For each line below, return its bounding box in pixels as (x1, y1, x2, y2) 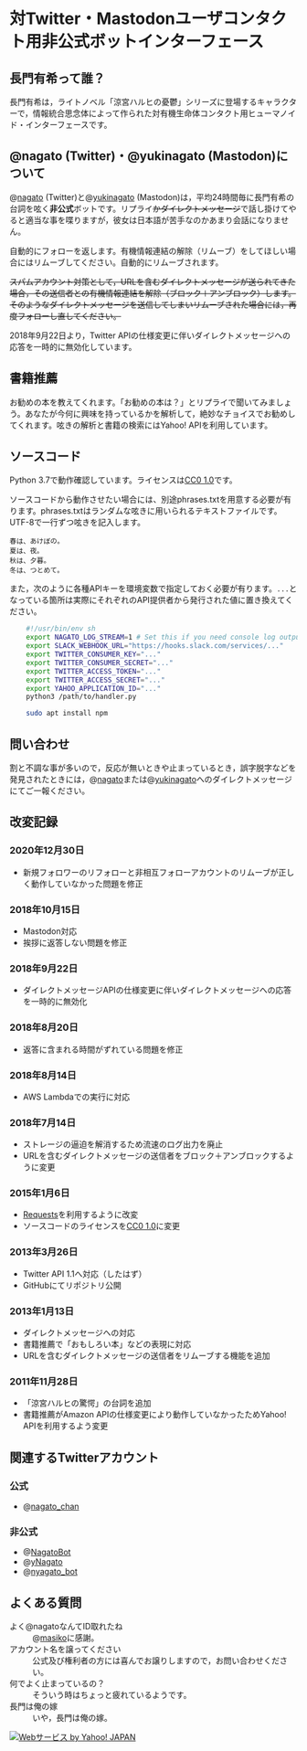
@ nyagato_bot (22, 1566, 78, 1577)
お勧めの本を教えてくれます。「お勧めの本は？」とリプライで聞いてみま (9, 397, 277, 408)
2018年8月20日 (9, 1021, 79, 1034)
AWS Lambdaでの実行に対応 (22, 1091, 131, 1102)
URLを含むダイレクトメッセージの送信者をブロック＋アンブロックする (22, 1151, 286, 1162)
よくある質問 (9, 1595, 82, 1610)
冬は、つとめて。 (9, 566, 64, 576)
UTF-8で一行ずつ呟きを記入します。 (9, 517, 146, 528)
